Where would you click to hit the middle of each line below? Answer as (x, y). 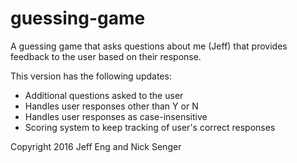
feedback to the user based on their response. (106, 56)
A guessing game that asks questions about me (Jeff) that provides (149, 46)
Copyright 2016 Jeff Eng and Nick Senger (96, 146)
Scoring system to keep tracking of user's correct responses (150, 127)
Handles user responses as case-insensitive (116, 116)
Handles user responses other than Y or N (111, 106)
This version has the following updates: (91, 76)
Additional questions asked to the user (104, 95)
